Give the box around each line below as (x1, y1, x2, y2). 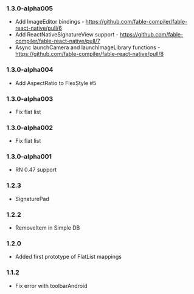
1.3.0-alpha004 (6, 66, 54, 74)
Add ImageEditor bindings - (15, 18, 85, 26)
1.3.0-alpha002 (6, 123, 54, 132)
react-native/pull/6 (15, 24, 63, 32)
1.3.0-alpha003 (6, 94, 54, 103)
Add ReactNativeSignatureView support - (15, 31, 119, 38)
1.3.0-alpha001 (6, 152, 52, 161)
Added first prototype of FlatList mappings (15, 253, 122, 261)
